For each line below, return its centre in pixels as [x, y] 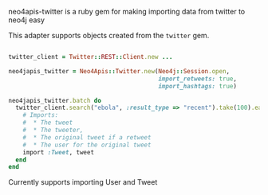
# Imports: [41, 115]
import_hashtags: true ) [198, 86]
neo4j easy [27, 20]
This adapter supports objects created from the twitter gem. [109, 35]
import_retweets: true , [198, 79]
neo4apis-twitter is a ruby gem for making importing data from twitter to [127, 12]
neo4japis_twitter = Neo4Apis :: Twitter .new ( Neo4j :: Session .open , [119, 71]
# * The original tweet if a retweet [87, 137]
